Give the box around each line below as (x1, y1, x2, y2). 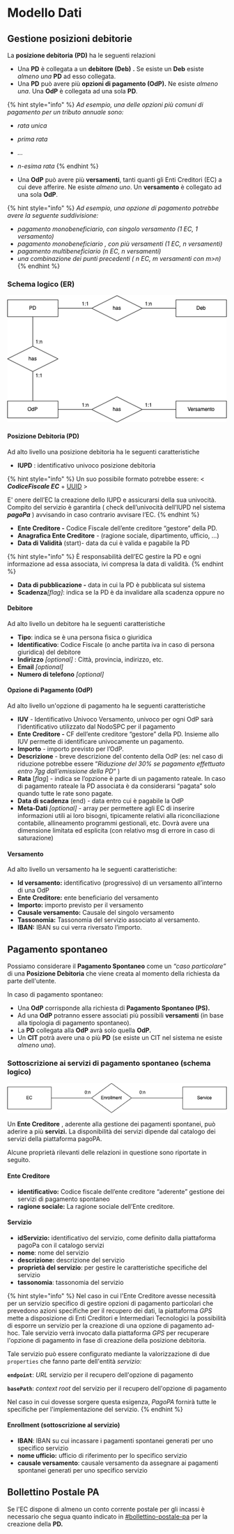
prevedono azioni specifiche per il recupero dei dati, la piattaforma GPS (7, 1306, 212, 1315)
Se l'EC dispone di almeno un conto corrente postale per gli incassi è (7, 1505, 205, 1513)
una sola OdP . (17, 191, 58, 198)
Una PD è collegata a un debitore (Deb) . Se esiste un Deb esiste (17, 65, 204, 73)
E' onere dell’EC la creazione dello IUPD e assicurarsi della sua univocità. (7, 496, 217, 504)
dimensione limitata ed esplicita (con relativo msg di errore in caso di (17, 826, 215, 835)
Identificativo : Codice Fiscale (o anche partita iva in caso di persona (17, 640, 214, 648)
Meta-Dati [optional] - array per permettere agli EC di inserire (17, 804, 195, 812)
